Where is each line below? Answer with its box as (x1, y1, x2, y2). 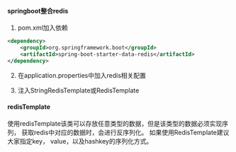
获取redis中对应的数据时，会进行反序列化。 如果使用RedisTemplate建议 (21, 128, 230, 136)
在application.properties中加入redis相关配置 (17, 71, 147, 79)
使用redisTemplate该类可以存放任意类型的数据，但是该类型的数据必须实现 (7, 119, 223, 127)
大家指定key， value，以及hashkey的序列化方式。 (7, 136, 153, 145)
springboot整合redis (7, 6, 69, 15)
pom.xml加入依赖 (17, 23, 69, 32)
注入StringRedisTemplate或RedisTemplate (17, 86, 140, 95)
